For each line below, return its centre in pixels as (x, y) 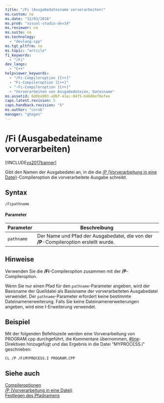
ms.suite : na (18, 32)
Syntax (16, 193)
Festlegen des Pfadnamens (32, 396)
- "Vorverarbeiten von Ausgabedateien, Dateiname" (62, 92)
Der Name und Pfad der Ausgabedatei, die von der (95, 236)
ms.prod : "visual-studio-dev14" (38, 23)
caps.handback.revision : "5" (35, 105)
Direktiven (15, 344)
